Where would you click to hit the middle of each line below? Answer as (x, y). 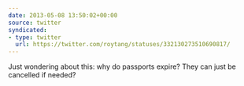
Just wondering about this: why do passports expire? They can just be (122, 66)
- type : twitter (35, 37)
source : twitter (35, 23)
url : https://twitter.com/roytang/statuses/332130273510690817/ (123, 45)
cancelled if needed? (42, 75)
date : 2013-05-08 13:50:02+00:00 (63, 15)
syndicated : (28, 30)
